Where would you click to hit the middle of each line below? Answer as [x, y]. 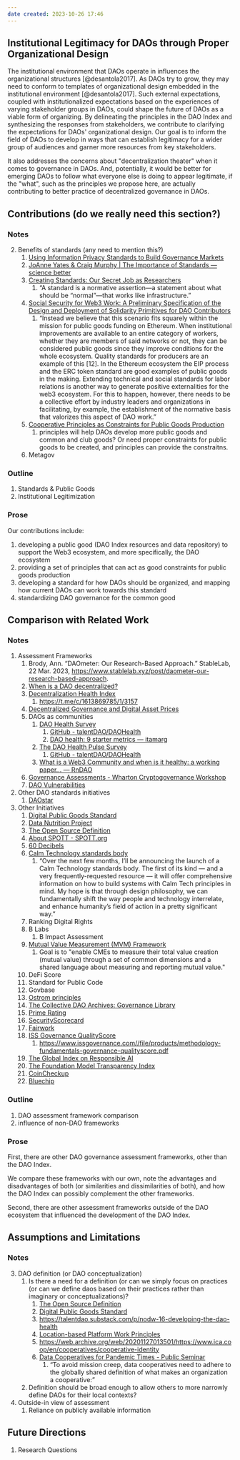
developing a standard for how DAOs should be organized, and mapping [124, 582]
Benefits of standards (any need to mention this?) [90, 250]
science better [50, 273]
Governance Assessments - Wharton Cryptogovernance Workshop [127, 778]
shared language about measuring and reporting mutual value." [132, 967]
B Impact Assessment [71, 937]
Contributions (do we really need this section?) [114, 214]
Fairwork [41, 1028]
